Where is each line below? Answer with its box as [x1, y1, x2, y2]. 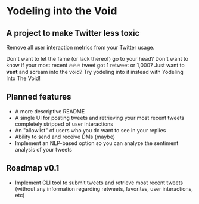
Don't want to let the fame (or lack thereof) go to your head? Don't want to [6, 55, 189, 62]
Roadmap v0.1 [6, 163, 60, 174]
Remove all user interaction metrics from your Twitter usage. [6, 44, 155, 51]
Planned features [6, 92, 71, 102]
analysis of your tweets [14, 146, 73, 153]
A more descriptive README [14, 107, 85, 115]
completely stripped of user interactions [14, 120, 114, 128]
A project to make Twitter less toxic [6, 28, 140, 38]
